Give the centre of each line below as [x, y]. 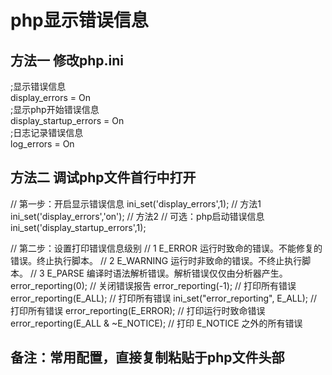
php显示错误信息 [79, 20]
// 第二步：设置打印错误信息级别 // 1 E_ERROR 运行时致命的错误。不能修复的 [166, 248]
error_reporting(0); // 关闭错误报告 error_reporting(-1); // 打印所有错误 [153, 285]
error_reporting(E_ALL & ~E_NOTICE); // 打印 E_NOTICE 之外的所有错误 [156, 323]
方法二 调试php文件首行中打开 [103, 177]
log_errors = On [42, 144]
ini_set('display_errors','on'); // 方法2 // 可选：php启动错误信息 [137, 216]
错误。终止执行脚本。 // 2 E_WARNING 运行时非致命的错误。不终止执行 [156, 260]
